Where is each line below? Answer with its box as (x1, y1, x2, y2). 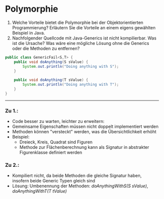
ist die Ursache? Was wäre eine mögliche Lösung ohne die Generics (12, 40, 149, 46)
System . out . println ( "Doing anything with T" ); (22, 82, 119, 87)
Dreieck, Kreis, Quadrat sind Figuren (19, 139, 93, 145)
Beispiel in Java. (12, 30, 45, 36)
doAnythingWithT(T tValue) (12, 188, 67, 194)
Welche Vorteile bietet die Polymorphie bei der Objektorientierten (12, 20, 143, 25)
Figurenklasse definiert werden (19, 150, 82, 156)
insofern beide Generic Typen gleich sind (12, 178, 95, 184)
